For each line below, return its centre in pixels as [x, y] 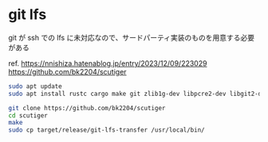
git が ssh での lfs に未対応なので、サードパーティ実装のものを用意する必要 [132, 37]
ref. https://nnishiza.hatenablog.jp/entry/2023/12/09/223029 [108, 63]
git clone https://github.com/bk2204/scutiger [87, 108]
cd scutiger [28, 115]
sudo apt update [35, 86]
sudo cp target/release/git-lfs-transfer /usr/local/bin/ [106, 130]
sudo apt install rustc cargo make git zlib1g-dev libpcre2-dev [117, 94]
